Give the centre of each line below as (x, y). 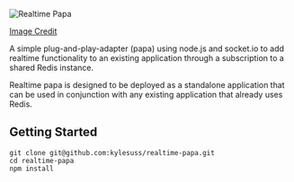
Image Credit (33, 31)
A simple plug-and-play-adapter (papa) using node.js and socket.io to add (147, 48)
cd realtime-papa (42, 160)
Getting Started (53, 132)
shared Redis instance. (52, 68)
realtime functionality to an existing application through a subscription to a (147, 58)
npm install (31, 169)
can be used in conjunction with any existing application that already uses (146, 95)
